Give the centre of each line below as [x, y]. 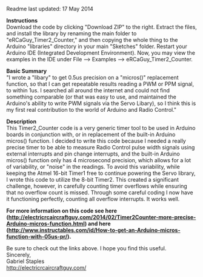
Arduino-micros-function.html [45, 224]
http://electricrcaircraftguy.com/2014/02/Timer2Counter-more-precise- [102, 217]
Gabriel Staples [25, 261]
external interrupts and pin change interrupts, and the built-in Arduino [93, 154]
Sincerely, [19, 255]
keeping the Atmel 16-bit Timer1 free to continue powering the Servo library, [101, 173]
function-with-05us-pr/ [37, 237]
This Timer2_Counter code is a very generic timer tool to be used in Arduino [101, 128]
